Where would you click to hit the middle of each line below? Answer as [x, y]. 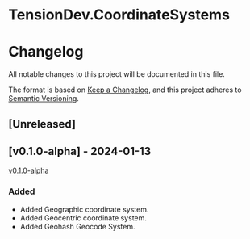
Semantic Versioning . [44, 99]
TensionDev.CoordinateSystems [119, 15]
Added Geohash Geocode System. [77, 226]
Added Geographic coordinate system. [84, 209]
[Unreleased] [42, 124]
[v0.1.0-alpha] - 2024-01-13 [80, 151]
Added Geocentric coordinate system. [83, 218]
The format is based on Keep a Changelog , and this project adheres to [125, 90]
